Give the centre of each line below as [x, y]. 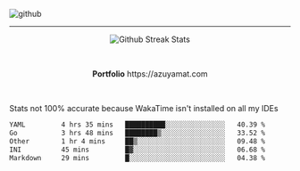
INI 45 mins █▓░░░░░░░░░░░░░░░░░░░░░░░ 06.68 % [137, 150]
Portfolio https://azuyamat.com [150, 74]
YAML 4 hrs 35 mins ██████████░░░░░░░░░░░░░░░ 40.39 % [137, 125]
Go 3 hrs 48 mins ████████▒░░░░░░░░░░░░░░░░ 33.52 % [137, 133]
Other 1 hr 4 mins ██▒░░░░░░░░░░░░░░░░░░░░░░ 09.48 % [137, 141]
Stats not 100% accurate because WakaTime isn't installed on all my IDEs [144, 108]
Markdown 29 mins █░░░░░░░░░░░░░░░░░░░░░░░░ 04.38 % [137, 158]
